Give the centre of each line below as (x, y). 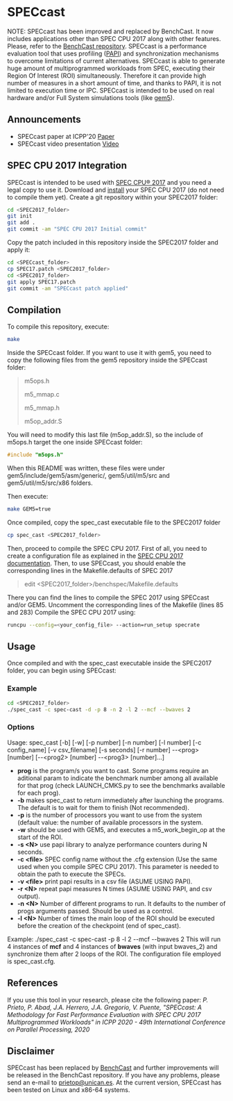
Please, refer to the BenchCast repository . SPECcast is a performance (107, 46)
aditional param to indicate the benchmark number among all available (118, 778)
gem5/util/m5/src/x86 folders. (50, 483)
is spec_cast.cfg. (31, 961)
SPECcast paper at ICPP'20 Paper (66, 136)
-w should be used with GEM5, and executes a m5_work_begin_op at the (121, 829)
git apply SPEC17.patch (42, 282)
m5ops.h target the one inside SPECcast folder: (75, 442)
